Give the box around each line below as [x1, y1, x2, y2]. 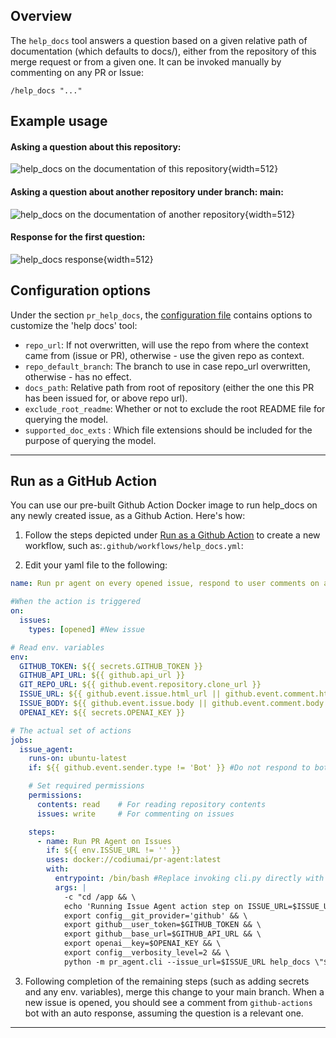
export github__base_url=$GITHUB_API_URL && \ [63, 929, 262, 939]
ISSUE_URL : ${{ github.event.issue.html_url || [19, 689, 222, 699]
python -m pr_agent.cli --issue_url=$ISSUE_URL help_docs [63, 957, 311, 967]
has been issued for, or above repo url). [24, 392, 188, 404]
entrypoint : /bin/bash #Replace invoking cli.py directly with [54, 874, 325, 884]
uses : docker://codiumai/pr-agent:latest [46, 855, 222, 865]
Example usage [10, 113, 108, 130]
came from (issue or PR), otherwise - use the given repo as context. [24, 349, 305, 361]
